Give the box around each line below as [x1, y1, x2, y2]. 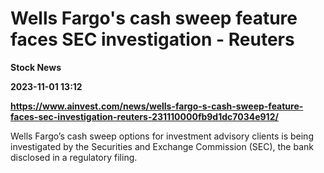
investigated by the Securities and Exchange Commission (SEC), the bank [10, 140, 314, 152]
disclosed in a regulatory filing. [10, 151, 138, 163]
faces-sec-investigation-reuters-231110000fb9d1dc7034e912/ [10, 110, 279, 122]
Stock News [10, 61, 62, 73]
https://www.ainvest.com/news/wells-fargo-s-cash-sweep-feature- [10, 100, 304, 112]
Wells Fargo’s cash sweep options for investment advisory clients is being [10, 130, 314, 142]
